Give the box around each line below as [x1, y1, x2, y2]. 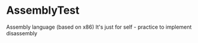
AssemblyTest [6, 4, 80, 17]
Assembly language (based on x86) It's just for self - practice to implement [6, 23, 192, 30]
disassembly [6, 29, 38, 36]
